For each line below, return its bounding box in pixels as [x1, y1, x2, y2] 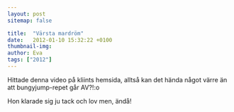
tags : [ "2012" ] [7, 56, 52, 64]
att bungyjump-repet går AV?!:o [7, 83, 100, 91]
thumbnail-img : [7, 43, 52, 50]
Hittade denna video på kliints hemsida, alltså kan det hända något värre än [7, 75, 228, 84]
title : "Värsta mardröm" [7, 30, 84, 37]
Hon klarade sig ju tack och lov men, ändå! [7, 96, 132, 105]
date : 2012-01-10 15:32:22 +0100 [7, 36, 113, 43]
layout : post [7, 10, 46, 18]
